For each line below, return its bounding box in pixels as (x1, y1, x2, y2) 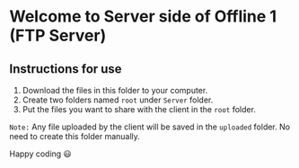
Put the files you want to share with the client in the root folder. (22, 104, 256, 114)
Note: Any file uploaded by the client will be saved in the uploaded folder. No (9, 121, 290, 132)
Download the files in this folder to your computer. (22, 85, 208, 95)
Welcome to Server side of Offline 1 (9, 6, 277, 27)
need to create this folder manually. (9, 131, 141, 141)
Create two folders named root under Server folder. (22, 94, 214, 105)
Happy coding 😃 (9, 148, 72, 159)
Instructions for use (9, 61, 123, 76)
